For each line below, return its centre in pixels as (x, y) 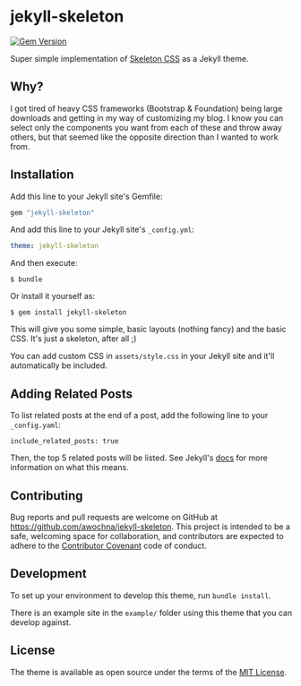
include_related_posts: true (64, 442)
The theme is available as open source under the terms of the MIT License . (149, 672)
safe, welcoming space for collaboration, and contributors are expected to (147, 536)
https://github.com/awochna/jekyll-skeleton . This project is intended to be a (150, 527)
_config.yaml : (35, 425)
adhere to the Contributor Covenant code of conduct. (108, 545)
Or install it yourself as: (52, 296)
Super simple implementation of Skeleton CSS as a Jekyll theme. (129, 58)
